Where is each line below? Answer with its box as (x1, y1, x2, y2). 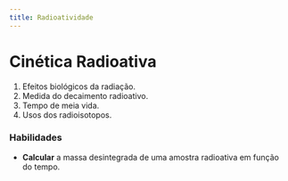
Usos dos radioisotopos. (21, 109, 112, 120)
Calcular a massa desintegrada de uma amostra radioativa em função (21, 152, 279, 162)
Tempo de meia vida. (21, 100, 100, 111)
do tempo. (21, 161, 61, 172)
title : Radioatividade (9, 12, 94, 22)
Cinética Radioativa (9, 51, 157, 71)
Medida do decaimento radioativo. (21, 90, 149, 101)
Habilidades (9, 131, 62, 144)
